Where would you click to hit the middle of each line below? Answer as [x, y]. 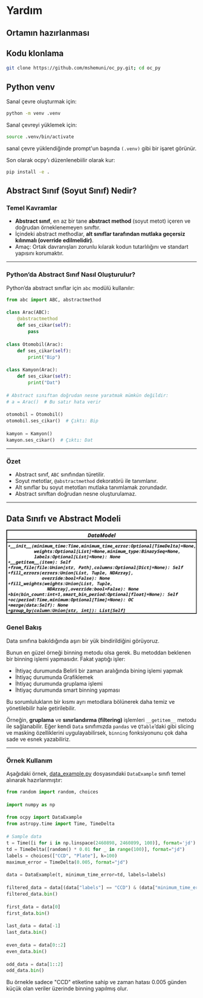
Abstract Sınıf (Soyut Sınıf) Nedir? [72, 191]
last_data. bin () [27, 933]
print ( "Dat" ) [44, 383]
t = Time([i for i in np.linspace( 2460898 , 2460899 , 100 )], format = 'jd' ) [101, 843]
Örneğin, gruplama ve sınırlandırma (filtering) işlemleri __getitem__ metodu [101, 720]
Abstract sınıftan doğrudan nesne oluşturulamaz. [76, 494]
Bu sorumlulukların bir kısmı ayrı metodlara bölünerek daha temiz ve [91, 701]
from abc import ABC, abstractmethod [54, 300]
